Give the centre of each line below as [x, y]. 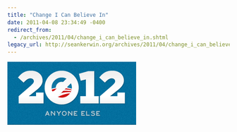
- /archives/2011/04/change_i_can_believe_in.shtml [91, 37]
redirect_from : [30, 30]
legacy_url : [25, 45]
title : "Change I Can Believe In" [58, 15]
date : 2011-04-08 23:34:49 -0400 [56, 22]
